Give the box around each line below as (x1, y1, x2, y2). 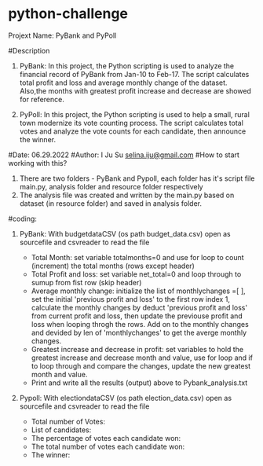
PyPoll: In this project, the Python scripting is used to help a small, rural (19, 109, 250, 119)
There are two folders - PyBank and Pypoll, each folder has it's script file (19, 174, 255, 183)
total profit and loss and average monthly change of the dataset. (19, 78, 228, 87)
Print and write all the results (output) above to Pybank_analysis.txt (31, 378, 248, 387)
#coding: (8, 214, 38, 223)
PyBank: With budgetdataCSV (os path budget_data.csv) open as (19, 229, 232, 238)
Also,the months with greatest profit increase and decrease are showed (19, 86, 251, 95)
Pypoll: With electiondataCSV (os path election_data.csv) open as (19, 393, 232, 402)
